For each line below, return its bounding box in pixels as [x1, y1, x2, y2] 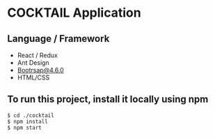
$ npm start [7, 124, 42, 131]
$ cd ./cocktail [7, 112, 54, 119]
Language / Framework [7, 33, 110, 45]
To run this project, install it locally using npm [7, 93, 209, 105]
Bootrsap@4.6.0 [17, 66, 64, 74]
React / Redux [17, 51, 58, 59]
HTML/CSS [17, 73, 50, 82]
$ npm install [7, 118, 49, 125]
